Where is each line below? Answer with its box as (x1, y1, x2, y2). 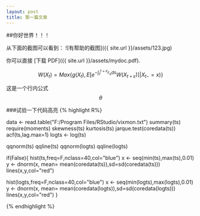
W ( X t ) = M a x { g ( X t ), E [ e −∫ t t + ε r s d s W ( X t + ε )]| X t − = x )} (38, 69, 163, 79)
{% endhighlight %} (6, 202, 55, 209)
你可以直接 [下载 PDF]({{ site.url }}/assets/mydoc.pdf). (6, 57, 141, 64)
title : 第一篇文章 (6, 14, 48, 20)
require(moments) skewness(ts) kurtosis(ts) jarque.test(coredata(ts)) (6, 125, 176, 132)
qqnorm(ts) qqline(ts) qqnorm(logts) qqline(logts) (6, 143, 128, 150)
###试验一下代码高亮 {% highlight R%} (6, 106, 102, 113)
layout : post (6, 8, 39, 15)
